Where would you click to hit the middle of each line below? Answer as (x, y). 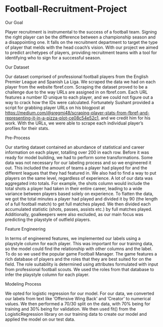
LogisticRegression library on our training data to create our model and (76, 314)
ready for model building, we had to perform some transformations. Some (79, 157)
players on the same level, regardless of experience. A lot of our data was (79, 178)
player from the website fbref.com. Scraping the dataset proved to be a (76, 87)
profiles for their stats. (27, 128)
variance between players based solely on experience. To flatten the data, (79, 194)
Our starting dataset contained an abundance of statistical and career (75, 147)
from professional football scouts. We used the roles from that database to (80, 269)
